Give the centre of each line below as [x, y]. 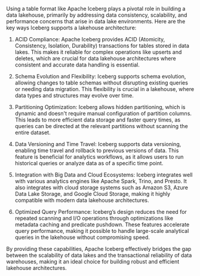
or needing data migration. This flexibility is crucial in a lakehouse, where [104, 89]
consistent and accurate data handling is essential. [77, 65]
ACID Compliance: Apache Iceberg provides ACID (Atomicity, [90, 39]
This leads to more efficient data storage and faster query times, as [98, 120]
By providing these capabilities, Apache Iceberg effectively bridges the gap [99, 249]
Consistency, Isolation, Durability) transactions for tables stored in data [102, 46]
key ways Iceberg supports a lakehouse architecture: [71, 28]
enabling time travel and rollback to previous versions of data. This [97, 150]
